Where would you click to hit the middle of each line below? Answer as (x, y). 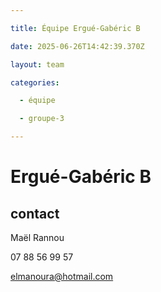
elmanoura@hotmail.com (62, 276)
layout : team (37, 64)
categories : (35, 82)
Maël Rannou (37, 237)
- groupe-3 (42, 119)
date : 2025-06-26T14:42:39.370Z (77, 46)
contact (35, 213)
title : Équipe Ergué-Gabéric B (75, 28)
